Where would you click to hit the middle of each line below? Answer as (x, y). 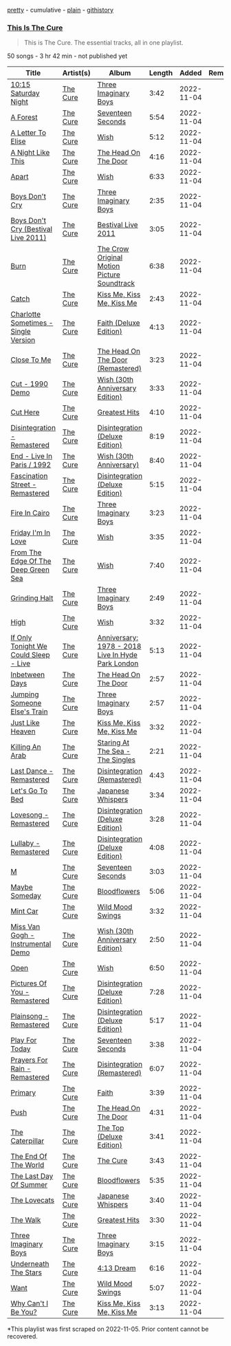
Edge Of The (31, 562)
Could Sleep (30, 655)
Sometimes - (32, 323)
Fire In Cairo (30, 513)
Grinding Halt (32, 598)
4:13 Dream (117, 1268)
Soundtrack (116, 284)
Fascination (29, 476)
